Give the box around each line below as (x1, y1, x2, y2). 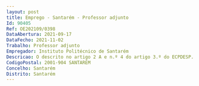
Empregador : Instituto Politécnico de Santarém (6, 48, 129, 55)
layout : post (6, 8, 39, 15)
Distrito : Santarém (6, 71, 56, 77)
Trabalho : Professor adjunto (6, 43, 80, 49)
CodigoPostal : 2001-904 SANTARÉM (6, 59, 91, 65)
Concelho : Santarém (6, 65, 56, 71)
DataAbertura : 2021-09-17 (6, 31, 72, 38)
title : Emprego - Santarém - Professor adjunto (6, 15, 129, 21)
